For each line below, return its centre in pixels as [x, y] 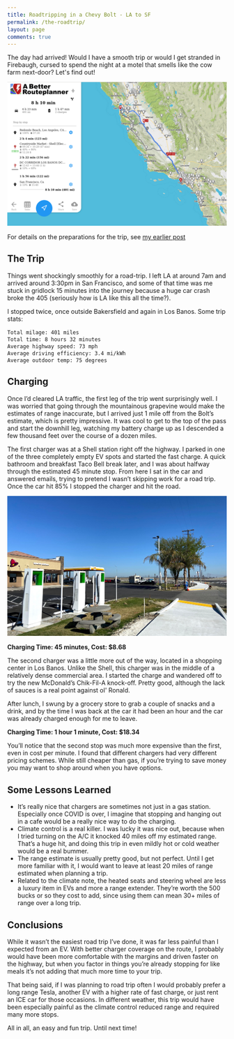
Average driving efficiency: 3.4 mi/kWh [67, 353]
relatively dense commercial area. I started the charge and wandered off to [115, 676]
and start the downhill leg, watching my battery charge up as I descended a [116, 428]
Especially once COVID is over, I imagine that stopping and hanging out [119, 814]
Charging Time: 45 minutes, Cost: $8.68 [67, 647]
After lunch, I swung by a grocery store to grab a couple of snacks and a [111, 704]
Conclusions [35, 925]
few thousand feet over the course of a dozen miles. [82, 435]
